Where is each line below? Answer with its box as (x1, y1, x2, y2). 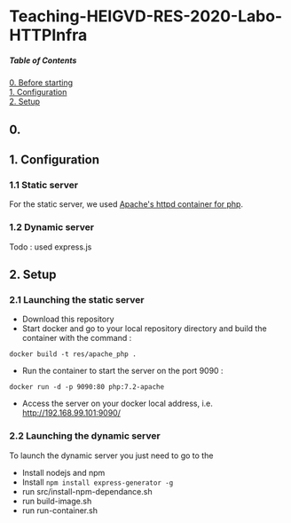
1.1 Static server (9, 178, 78, 191)
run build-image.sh (21, 495, 92, 506)
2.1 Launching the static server (9, 293, 145, 305)
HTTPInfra (9, 25, 88, 45)
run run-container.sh (21, 504, 98, 516)
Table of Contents (9, 55, 77, 66)
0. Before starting (9, 77, 74, 88)
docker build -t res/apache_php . (9, 350, 138, 359)
